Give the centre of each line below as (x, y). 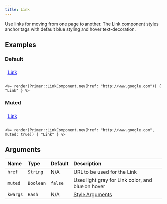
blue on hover (89, 186)
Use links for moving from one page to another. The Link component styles (82, 24)
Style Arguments (93, 195)
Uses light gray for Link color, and (113, 180)
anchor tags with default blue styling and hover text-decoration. (71, 29)
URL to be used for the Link (105, 172)
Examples (21, 45)
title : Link (17, 10)
